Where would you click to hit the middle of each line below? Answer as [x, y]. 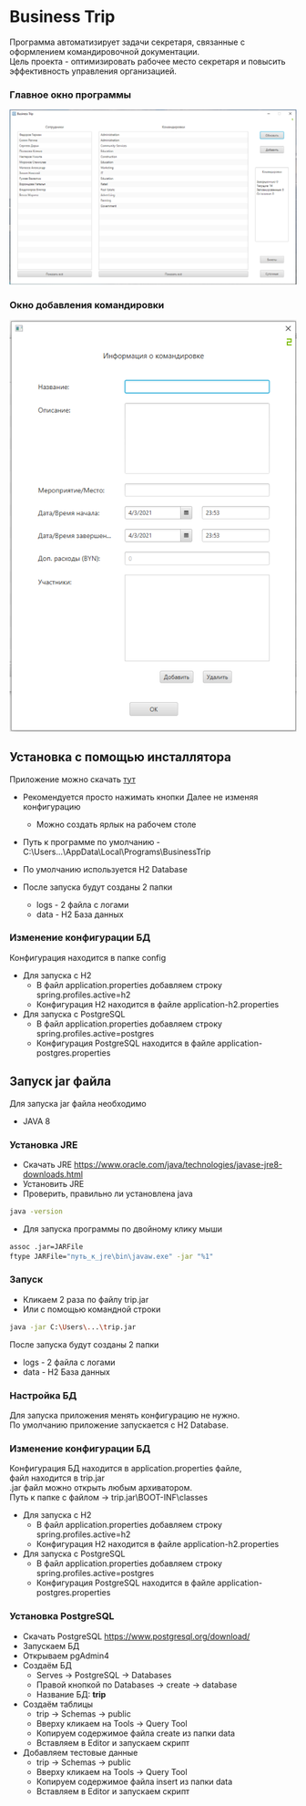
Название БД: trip [71, 1694]
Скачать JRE [47, 1164]
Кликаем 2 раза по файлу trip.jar [86, 1299]
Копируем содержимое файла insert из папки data [134, 1781]
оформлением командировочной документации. [105, 51]
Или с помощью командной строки [92, 1309]
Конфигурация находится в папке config [88, 957]
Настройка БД [43, 1395]
